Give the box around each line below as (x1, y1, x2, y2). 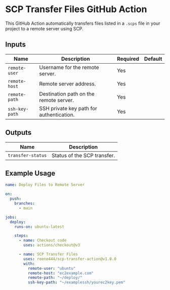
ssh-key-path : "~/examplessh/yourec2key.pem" (27, 280, 125, 285)
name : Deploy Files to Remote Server (5, 182, 85, 187)
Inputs (5, 40, 26, 49)
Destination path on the (39, 90, 95, 97)
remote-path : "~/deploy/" (27, 275, 82, 280)
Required (117, 55, 140, 62)
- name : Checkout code (18, 238, 67, 243)
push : (10, 196, 22, 202)
